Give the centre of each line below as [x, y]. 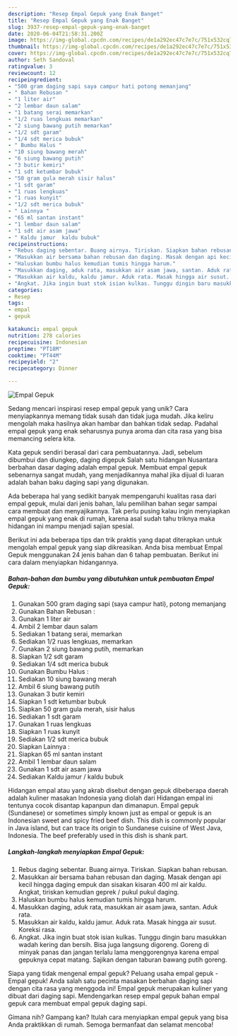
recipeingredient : [35, 80]
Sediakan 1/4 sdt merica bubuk [63, 664]
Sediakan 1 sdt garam [49, 716]
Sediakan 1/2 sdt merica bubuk [63, 739]
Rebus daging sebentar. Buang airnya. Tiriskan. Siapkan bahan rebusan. [123, 869]
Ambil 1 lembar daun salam [57, 762]
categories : [25, 290]
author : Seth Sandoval [41, 60]
